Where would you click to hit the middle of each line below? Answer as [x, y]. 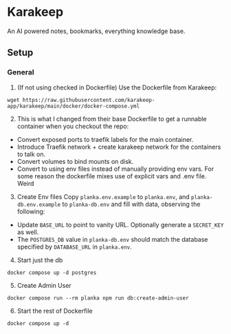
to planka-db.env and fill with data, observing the [131, 204]
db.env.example [39, 205]
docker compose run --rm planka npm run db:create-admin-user [98, 298]
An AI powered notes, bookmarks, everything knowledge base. [96, 31]
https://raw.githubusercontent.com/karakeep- [89, 100]
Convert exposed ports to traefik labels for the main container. [105, 139]
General [21, 72]
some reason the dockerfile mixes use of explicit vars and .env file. [112, 176]
